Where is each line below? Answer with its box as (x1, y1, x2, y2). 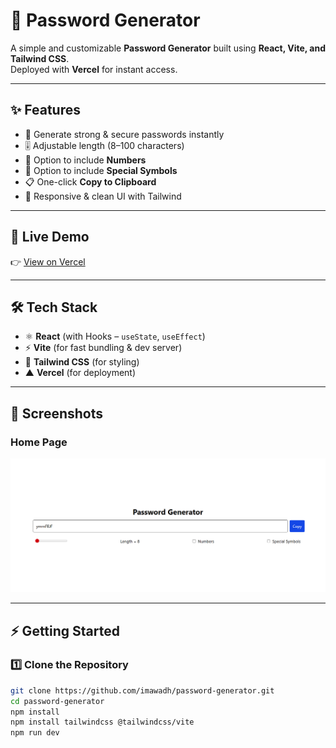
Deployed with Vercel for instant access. (10, 63, 178, 75)
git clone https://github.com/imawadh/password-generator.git (10, 685, 275, 696)
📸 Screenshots (10, 405, 104, 422)
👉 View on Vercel (10, 255, 86, 268)
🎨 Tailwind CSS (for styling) (24, 356, 140, 368)
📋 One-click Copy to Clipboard (24, 175, 157, 188)
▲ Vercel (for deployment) (24, 367, 137, 379)
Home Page (10, 435, 68, 449)
